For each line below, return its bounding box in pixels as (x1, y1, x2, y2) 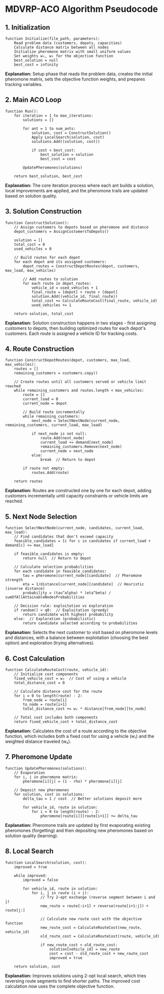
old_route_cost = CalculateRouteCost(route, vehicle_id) (40, 934, 160, 939)
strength (5, 578, 23, 583)
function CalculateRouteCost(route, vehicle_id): (5, 668, 109, 673)
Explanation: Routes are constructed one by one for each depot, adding (5, 488, 152, 494)
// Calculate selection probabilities (14, 565, 94, 570)
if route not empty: (23, 466, 65, 471)
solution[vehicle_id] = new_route (49, 947, 120, 951)
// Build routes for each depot (14, 255, 80, 260)
